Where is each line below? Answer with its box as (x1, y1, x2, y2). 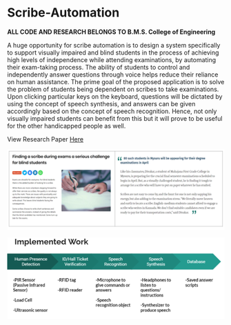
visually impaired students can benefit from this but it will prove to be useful (7, 114, 223, 122)
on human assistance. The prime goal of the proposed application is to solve (7, 77, 225, 86)
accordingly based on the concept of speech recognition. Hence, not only (7, 107, 217, 115)
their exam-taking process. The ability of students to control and (7, 63, 190, 71)
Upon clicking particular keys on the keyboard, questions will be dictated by (7, 92, 223, 101)
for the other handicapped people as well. (7, 121, 126, 130)
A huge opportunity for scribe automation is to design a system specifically (7, 41, 221, 49)
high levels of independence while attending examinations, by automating (7, 55, 217, 63)
